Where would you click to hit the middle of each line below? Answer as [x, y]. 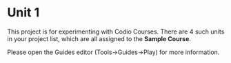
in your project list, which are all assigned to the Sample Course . [99, 38]
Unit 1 [23, 13]
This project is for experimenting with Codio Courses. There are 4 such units [116, 32]
